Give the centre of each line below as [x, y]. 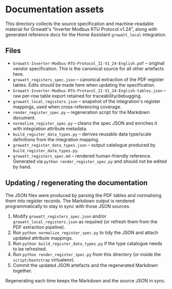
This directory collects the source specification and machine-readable [80, 24]
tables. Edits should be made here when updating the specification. [84, 85]
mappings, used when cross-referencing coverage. [67, 107]
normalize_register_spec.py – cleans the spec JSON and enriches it [85, 123]
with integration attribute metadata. [50, 128]
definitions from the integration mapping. [56, 139]
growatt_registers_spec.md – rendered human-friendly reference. [82, 156]
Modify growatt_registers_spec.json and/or [60, 216]
